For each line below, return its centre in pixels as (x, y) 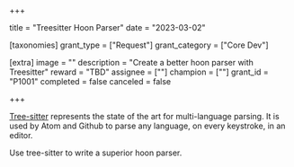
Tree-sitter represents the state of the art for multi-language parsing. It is (145, 116)
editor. (21, 135)
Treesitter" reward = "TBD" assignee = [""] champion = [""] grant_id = (139, 72)
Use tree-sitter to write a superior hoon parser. (96, 153)
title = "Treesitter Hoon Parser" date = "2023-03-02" (107, 27)
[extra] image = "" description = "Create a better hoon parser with (132, 62)
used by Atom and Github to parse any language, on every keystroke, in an (147, 126)
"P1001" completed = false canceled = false (90, 81)
